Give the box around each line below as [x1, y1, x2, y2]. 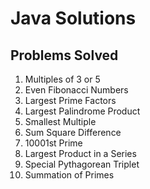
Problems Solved [10, 47, 119, 64]
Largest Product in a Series [24, 148, 137, 159]
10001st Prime [24, 137, 83, 149]
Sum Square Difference [24, 127, 122, 138]
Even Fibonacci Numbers [24, 84, 129, 96]
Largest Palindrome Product [24, 105, 141, 117]
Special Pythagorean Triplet [24, 158, 140, 170]
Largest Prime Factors [24, 95, 117, 106]
